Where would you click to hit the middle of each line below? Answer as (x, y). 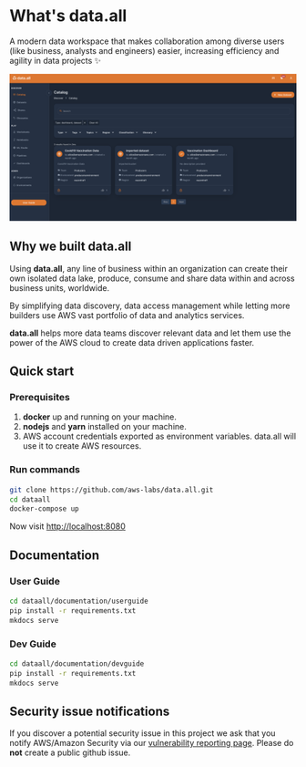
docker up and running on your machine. (100, 417)
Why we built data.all (71, 247)
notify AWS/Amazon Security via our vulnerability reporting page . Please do (152, 743)
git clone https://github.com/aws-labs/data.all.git (112, 490)
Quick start (42, 372)
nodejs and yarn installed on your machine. (104, 427)
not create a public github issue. (70, 752)
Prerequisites (40, 397)
